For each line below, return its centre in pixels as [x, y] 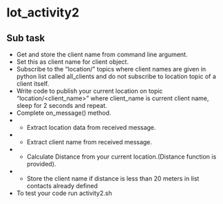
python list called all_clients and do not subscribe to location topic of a [116, 76]
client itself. [33, 83]
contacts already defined [62, 186]
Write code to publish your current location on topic [89, 91]
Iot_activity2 [43, 13]
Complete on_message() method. [64, 113]
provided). [41, 164]
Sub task [26, 38]
